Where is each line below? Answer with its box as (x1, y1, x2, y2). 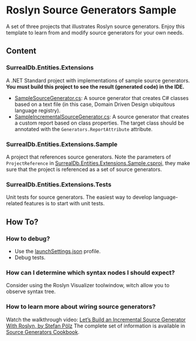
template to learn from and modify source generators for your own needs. (6, 29, 184, 36)
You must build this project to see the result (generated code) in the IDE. (6, 83, 185, 90)
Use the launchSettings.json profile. (14, 247, 101, 254)
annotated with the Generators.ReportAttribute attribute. (14, 125, 153, 132)
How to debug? (6, 235, 50, 243)
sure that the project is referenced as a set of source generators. (6, 166, 162, 173)
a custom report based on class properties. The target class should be (14, 119, 184, 126)
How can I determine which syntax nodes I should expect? (6, 268, 176, 277)
